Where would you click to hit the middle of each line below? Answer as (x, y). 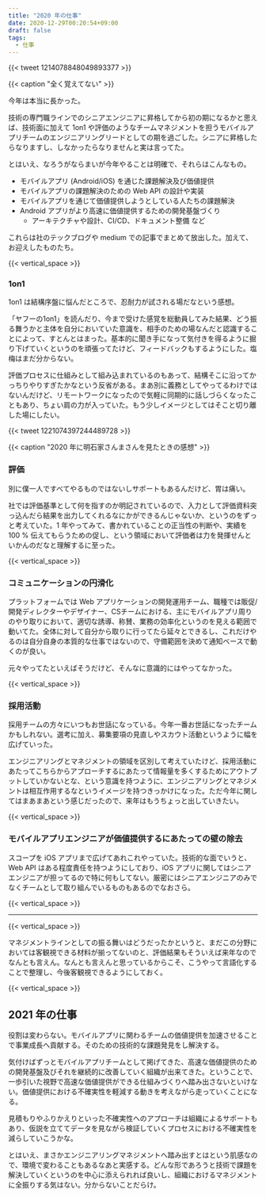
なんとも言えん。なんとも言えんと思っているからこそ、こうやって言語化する (133, 962)
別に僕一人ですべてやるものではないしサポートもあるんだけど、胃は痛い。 (129, 488)
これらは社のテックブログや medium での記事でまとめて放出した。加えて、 (131, 238)
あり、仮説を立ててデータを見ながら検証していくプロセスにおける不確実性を (133, 1128)
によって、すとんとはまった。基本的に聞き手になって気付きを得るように (132, 338)
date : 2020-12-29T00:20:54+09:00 (63, 23)
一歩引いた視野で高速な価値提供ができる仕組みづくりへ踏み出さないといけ (129, 1082)
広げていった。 (32, 744)
